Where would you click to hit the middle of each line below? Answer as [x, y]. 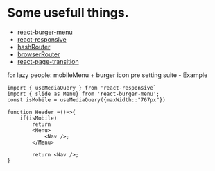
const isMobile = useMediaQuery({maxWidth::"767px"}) [87, 100]
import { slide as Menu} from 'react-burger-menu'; [83, 94]
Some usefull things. [68, 13]
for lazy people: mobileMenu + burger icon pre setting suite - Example [108, 75]
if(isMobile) [38, 118]
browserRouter [38, 54]
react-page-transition [48, 61]
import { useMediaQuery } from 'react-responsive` [82, 88]
